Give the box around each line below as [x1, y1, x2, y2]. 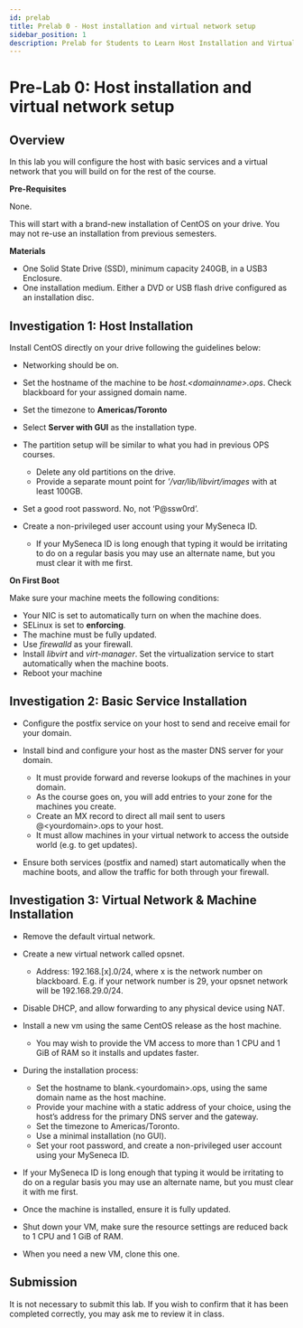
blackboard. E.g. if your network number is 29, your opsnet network [35, 975, 289, 986]
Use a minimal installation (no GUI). [35, 1130, 167, 1141]
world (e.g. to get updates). [35, 839, 138, 850]
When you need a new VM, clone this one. [22, 1248, 180, 1259]
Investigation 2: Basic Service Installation [9, 693, 248, 710]
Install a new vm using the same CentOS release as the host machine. [22, 1020, 282, 1031]
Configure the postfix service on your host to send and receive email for [22, 718, 290, 729]
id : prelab [9, 13, 50, 23]
